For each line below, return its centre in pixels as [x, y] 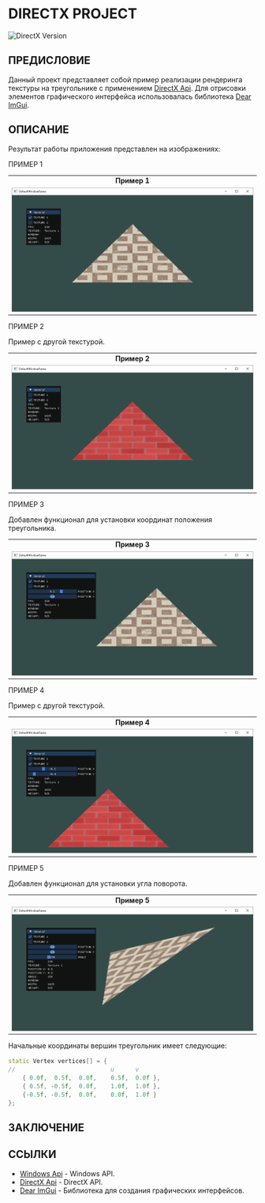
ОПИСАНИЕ [39, 130]
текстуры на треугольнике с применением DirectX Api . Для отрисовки [127, 88]
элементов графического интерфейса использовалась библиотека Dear [130, 96]
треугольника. [32, 528]
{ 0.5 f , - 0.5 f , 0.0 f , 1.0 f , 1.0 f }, [91, 1086]
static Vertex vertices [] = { [58, 1061]
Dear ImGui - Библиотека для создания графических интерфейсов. [132, 1190]
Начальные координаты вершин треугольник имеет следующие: [118, 1046]
